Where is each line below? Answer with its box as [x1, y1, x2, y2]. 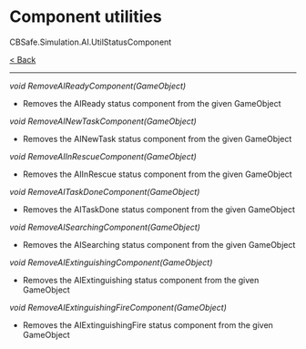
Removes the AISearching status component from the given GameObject [22, 239, 296, 250]
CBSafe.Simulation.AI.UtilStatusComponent [9, 36, 172, 47]
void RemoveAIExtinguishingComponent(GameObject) [9, 257, 213, 268]
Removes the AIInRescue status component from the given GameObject [22, 169, 293, 180]
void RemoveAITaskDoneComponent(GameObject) [9, 186, 200, 197]
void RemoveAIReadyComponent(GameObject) [9, 80, 187, 91]
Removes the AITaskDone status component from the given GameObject [22, 203, 296, 215]
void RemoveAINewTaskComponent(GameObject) [9, 116, 198, 127]
